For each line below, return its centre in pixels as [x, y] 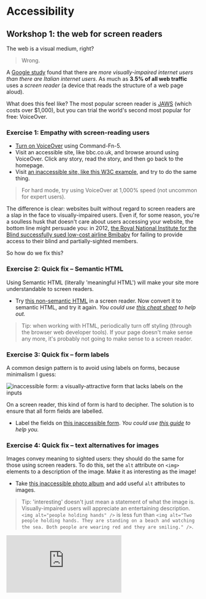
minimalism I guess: [31, 374]
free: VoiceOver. [27, 117]
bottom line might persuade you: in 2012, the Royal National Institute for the [101, 228]
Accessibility [40, 11]
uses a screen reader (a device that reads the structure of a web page [95, 85]
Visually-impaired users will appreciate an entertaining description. [106, 508]
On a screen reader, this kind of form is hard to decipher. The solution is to [100, 404]
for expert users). [44, 197]
